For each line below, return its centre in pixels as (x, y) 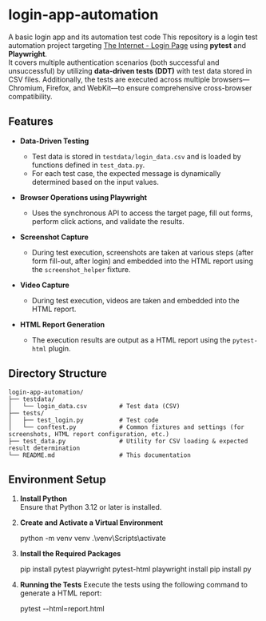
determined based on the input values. (95, 182)
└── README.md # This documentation (100, 455)
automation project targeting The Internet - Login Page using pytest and (127, 45)
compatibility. (31, 96)
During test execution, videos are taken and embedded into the (135, 300)
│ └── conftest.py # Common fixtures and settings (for (127, 427)
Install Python (44, 499)
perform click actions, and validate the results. (108, 221)
